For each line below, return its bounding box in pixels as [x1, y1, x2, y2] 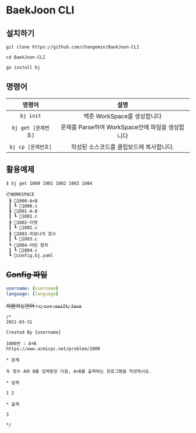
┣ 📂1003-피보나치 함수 [8, 231, 57, 237]
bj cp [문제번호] [9, 143, 52, 150]
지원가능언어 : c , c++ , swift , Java [6, 303, 82, 310]
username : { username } [6, 286, 59, 291]
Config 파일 [6, 270, 48, 280]
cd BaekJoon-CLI [6, 54, 45, 60]
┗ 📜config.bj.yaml [8, 252, 54, 258]
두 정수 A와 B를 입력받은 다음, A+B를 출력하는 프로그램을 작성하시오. [6, 369, 152, 374]
